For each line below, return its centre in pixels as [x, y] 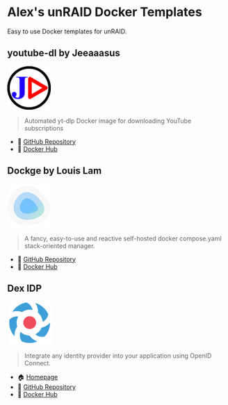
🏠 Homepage [38, 377]
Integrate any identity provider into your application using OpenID [118, 356]
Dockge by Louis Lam [55, 171]
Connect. [37, 363]
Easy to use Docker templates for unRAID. [67, 31]
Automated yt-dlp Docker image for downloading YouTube [108, 121]
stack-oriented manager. [59, 246]
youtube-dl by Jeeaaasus [64, 53]
